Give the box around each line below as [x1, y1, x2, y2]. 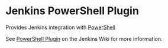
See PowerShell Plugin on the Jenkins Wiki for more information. [5, 35, 163, 42]
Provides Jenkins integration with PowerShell [5, 24, 116, 31]
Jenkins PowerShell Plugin [5, 4, 140, 18]
